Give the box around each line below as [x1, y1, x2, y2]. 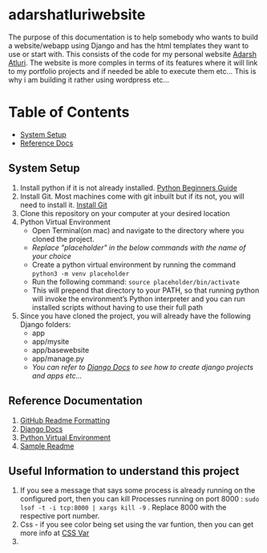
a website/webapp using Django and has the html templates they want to [8, 40, 249, 50]
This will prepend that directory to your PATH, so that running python [31, 285, 260, 295]
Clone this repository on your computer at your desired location [19, 208, 230, 218]
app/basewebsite [31, 345, 90, 354]
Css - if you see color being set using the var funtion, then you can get [19, 520, 254, 530]
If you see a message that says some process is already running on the [19, 485, 256, 495]
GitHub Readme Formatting [19, 416, 111, 425]
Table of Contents [8, 103, 130, 121]
